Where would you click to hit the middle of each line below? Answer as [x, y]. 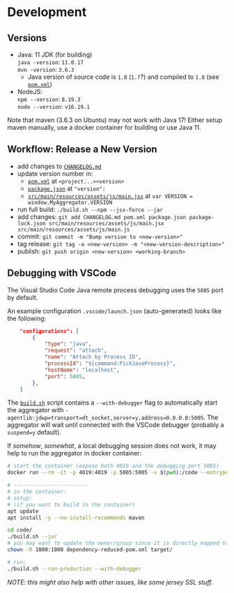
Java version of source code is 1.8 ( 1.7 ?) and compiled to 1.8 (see [123, 77]
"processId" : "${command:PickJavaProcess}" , [110, 363]
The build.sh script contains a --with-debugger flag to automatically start [112, 403]
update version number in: [55, 173]
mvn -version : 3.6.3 [46, 69]
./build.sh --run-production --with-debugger [74, 569]
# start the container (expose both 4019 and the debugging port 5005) [113, 466]
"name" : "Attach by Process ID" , [93, 357]
